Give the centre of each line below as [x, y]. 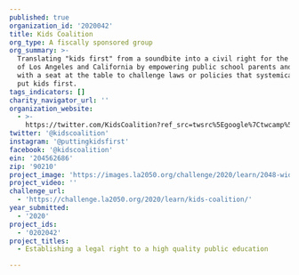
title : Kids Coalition [51, 34]
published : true [39, 17]
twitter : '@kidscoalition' [59, 133]
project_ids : [33, 224]
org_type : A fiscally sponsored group [81, 42]
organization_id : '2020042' [61, 26]
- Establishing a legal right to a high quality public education [143, 249]
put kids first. [47, 84]
